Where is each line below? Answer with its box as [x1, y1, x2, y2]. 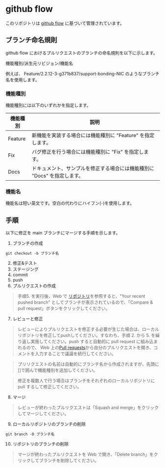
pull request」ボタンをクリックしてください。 [17, 305, 110, 311]
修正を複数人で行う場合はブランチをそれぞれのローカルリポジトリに [17, 378, 155, 384]
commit [12, 272, 28, 278]
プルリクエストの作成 [12, 283, 56, 289]
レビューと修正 [12, 316, 43, 322]
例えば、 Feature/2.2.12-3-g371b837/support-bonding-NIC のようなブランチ [5, 70, 160, 76]
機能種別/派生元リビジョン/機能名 [5, 60, 73, 66]
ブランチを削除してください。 [39, 458, 99, 464]
